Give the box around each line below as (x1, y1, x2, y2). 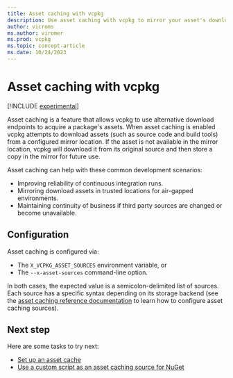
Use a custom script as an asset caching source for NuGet (17, 363, 185, 372)
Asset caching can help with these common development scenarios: (7, 165, 202, 174)
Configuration (7, 229, 69, 240)
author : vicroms (7, 23, 54, 30)
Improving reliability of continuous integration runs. (17, 179, 164, 188)
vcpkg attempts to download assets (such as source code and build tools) (7, 130, 218, 138)
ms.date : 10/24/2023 (7, 49, 67, 56)
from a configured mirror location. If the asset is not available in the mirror (7, 137, 218, 146)
